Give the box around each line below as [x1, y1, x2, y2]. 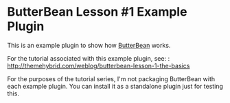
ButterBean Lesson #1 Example [7, 4, 187, 20]
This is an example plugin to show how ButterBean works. [7, 41, 171, 49]
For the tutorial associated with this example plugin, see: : [7, 54, 170, 62]
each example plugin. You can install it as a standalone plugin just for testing [7, 82, 223, 90]
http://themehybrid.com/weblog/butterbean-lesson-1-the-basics [7, 61, 190, 70]
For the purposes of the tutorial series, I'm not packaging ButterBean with [7, 74, 216, 83]
